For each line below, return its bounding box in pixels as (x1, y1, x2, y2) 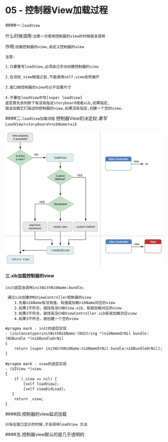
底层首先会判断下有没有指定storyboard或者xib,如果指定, (5, 100, 110, 105)
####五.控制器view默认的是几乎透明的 (5, 431, 85, 437)
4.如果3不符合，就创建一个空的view (14, 316, 79, 321)
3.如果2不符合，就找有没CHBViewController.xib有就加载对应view (14, 311, 137, 316)
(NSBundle (5, 336, 26, 341)
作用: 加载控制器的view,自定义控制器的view (5, 43, 84, 49)
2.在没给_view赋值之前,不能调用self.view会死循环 (5, 74, 100, 79)
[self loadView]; (23, 381, 59, 386)
